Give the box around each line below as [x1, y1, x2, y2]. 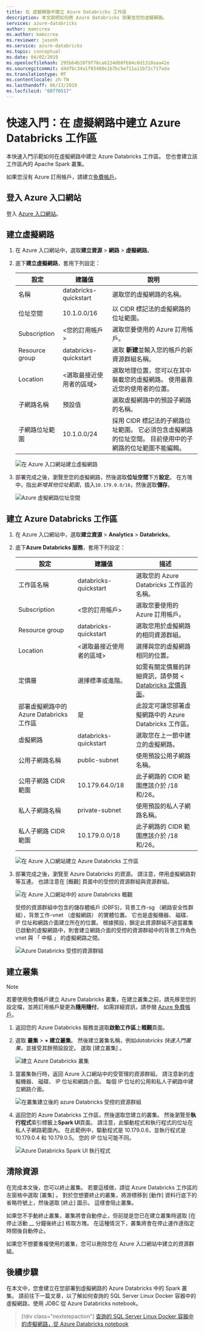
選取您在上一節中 [135, 731, 185, 739]
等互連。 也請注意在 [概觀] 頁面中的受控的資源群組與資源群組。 [15, 878, 173, 885]
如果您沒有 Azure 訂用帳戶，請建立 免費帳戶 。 [6, 173, 120, 180]
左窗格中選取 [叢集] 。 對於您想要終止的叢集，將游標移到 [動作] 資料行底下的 [6, 1191, 197, 1199]
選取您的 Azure [135, 572, 179, 580]
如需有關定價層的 [135, 663, 185, 671]
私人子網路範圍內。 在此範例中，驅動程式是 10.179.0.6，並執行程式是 [15, 1126, 186, 1134]
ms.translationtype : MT [6, 71, 67, 77]
